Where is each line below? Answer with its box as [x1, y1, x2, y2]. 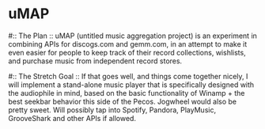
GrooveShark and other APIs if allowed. [8, 113, 137, 123]
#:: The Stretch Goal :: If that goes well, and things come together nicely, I [8, 71, 248, 81]
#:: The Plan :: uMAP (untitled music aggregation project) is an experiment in [8, 31, 257, 40]
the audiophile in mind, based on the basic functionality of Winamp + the [8, 88, 245, 97]
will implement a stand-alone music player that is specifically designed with [8, 80, 255, 89]
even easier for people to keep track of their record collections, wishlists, [8, 47, 247, 57]
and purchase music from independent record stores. [8, 56, 183, 66]
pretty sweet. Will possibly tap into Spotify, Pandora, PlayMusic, [8, 104, 216, 115]
